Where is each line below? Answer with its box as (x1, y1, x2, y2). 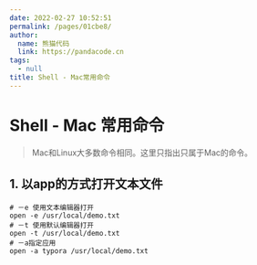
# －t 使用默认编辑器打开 (9, 220, 94, 229)
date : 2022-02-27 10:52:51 (9, 13, 112, 23)
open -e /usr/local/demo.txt (9, 211, 120, 220)
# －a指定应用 (9, 238, 57, 248)
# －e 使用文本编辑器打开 (9, 203, 94, 212)
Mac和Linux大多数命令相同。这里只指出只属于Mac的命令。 (31, 147, 253, 158)
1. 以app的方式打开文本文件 (9, 176, 164, 192)
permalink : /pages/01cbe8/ (9, 22, 112, 31)
